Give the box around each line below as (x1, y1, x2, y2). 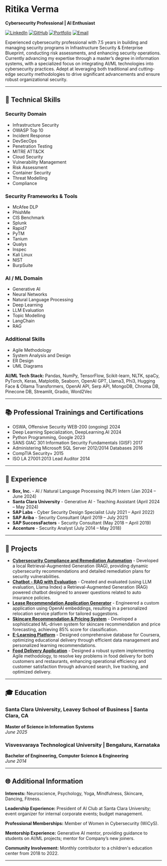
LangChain (12, 318, 35, 324)
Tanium (12, 235, 28, 241)
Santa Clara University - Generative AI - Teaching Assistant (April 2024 (12, 499, 160, 505)
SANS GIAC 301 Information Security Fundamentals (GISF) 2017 (12, 440, 143, 446)
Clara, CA (5, 712, 29, 719)
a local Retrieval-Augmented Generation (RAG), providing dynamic (12, 563, 148, 569)
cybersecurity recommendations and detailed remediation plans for (12, 568, 151, 574)
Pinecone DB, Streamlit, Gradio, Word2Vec (5, 388, 92, 395)
